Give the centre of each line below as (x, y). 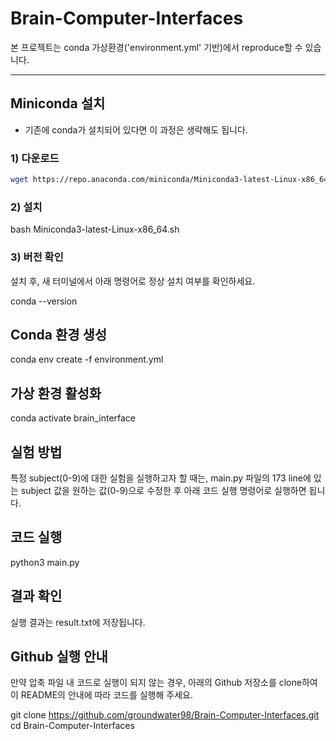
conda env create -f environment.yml (87, 359)
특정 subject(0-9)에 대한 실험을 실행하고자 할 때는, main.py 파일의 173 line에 (161, 478)
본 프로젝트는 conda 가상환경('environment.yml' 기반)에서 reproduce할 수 (156, 47)
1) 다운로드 (35, 158)
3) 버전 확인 (37, 257)
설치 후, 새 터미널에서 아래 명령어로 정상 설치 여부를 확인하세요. (133, 281)
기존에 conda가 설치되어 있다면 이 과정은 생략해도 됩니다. (136, 129)
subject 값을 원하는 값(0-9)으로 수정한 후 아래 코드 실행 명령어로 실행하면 (163, 490)
